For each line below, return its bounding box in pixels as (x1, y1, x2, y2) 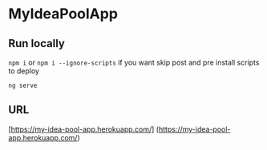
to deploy (8, 66, 40, 76)
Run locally (8, 37, 66, 50)
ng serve (8, 81, 38, 89)
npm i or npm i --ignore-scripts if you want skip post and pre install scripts (8, 57, 260, 67)
